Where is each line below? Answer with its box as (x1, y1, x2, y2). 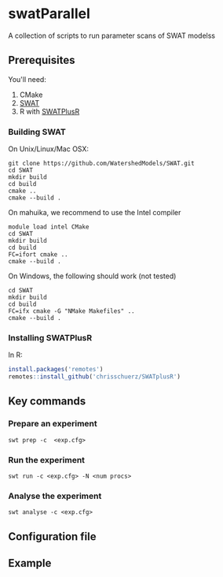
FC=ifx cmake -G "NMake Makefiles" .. (8, 307, 135, 315)
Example (8, 557, 52, 570)
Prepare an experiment (8, 419, 97, 430)
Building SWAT (8, 126, 67, 137)
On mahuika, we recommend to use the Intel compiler (8, 208, 181, 218)
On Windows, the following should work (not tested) (8, 271, 177, 281)
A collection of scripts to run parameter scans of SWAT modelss (8, 31, 216, 40)
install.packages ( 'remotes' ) (8, 366, 104, 374)
